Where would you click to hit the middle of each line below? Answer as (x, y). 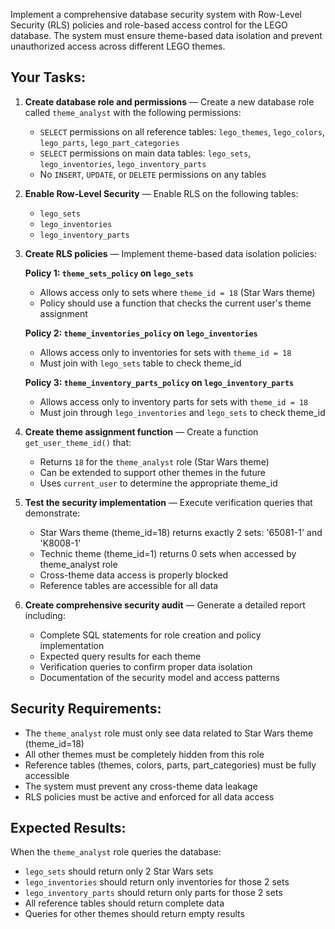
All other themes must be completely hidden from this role (144, 754)
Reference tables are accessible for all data (129, 585)
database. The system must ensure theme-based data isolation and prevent (166, 35)
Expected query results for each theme (120, 656)
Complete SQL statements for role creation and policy (150, 635)
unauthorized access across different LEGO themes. (118, 46)
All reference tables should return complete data (124, 903)
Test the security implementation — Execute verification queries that (168, 502)
